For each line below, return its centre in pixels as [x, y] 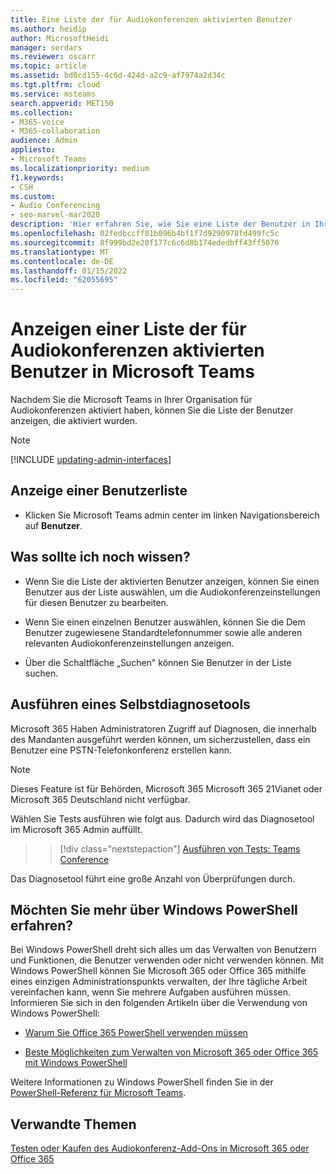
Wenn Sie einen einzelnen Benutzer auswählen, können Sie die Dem [165, 622]
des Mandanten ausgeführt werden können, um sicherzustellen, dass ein [160, 739]
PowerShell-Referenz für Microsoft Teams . [98, 1093]
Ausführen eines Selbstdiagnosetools [130, 704]
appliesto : [33, 150]
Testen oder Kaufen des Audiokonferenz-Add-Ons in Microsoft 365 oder [160, 1148]
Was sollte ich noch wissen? [100, 557]
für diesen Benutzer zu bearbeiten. [96, 602]
